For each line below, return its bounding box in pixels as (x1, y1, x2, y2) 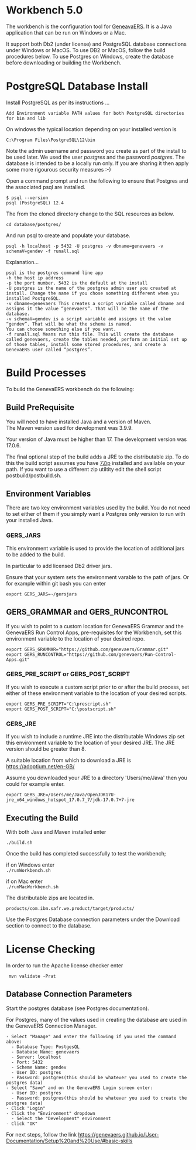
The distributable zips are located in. (6, 894, 95, 901)
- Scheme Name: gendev (11, 1064, 67, 1070)
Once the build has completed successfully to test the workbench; (6, 850, 166, 857)
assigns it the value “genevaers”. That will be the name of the (6, 306, 169, 312)
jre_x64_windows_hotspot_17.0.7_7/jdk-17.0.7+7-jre (6, 797, 135, 803)
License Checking (6, 943, 95, 956)
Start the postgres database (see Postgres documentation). (6, 1005, 149, 1012)
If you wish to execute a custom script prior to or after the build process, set (6, 683, 190, 690)
